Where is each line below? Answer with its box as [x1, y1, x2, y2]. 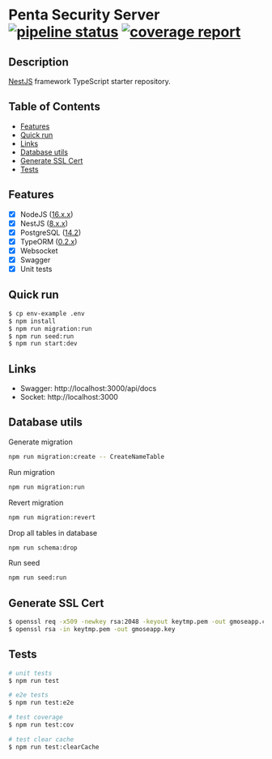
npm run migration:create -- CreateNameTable [8, 452, 164, 460]
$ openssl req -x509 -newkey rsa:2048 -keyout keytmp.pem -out [8, 617, 227, 626]
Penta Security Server [8, 6, 160, 24]
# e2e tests [8, 691, 49, 699]
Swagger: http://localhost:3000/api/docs [19, 384, 157, 393]
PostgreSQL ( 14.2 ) [19, 227, 82, 237]
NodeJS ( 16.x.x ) [19, 209, 74, 219]
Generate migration [8, 437, 73, 447]
